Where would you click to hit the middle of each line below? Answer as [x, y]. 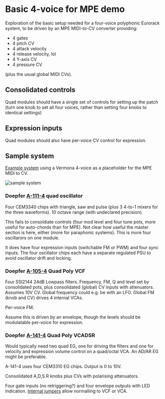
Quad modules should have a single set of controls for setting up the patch [82, 102]
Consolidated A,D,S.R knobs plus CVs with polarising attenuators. [72, 376]
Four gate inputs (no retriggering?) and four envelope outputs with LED [78, 386]
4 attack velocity [30, 48]
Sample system [30, 156]
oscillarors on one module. [32, 238]
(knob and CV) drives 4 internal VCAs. [44, 298]
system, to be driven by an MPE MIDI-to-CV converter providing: [71, 28]
